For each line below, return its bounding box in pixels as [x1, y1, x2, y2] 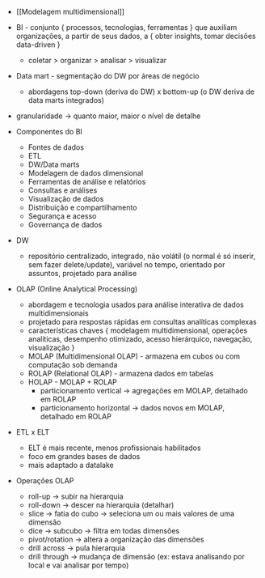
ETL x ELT [15, 427, 50, 436]
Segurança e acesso [27, 211, 97, 221]
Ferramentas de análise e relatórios [27, 177, 146, 186]
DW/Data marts [27, 159, 80, 169]
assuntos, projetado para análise [27, 269, 137, 278]
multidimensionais [27, 308, 89, 318]
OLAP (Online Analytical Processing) [15, 284, 138, 294]
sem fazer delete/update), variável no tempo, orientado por [27, 260, 225, 270]
